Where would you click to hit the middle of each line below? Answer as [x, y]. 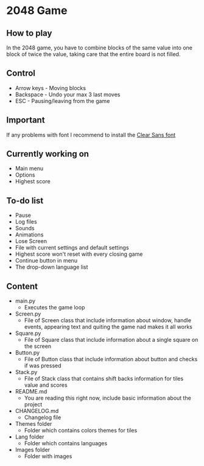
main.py [25, 301]
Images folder [33, 450]
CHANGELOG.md [37, 411]
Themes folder [33, 424]
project [33, 404]
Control [21, 73]
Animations [29, 235]
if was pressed [43, 365]
